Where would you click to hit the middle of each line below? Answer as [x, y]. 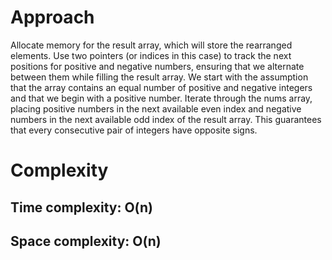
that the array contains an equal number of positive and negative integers [161, 87]
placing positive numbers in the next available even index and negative [156, 108]
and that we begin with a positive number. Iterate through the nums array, [161, 98]
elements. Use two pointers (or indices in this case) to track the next [151, 55]
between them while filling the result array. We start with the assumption [159, 77]
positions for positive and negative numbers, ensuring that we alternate [157, 66]
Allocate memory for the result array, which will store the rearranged [151, 45]
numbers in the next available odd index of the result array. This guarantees [166, 119]
